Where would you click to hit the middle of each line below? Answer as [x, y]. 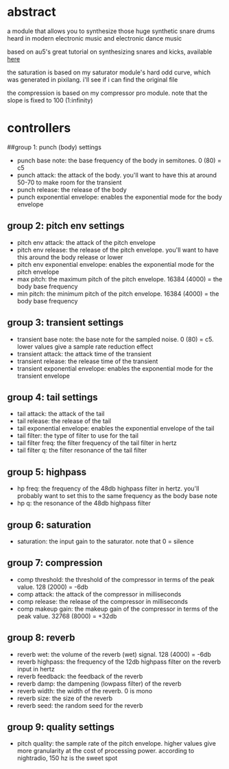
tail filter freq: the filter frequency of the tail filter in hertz [97, 443]
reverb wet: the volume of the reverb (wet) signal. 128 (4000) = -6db [114, 654]
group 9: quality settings [61, 727]
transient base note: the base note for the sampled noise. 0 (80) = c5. [115, 339]
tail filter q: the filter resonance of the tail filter [82, 451]
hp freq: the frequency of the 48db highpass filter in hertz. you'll [108, 488]
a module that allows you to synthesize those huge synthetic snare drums [111, 31]
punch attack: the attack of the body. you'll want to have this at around [117, 175]
